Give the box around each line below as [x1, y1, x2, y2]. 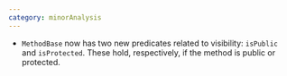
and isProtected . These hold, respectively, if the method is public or [21, 46, 276, 58]
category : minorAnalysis [8, 13, 102, 22]
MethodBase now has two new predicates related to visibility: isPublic [21, 38, 279, 48]
